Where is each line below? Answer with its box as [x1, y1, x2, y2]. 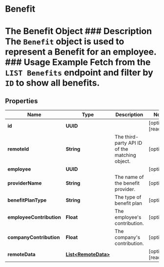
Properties [5, 96, 38, 105]
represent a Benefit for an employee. [5, 46, 157, 57]
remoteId [7, 146, 29, 153]
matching [114, 152, 137, 159]
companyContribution [7, 234, 60, 241]
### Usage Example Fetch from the [5, 57, 151, 68]
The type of [114, 194, 142, 201]
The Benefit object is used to [5, 36, 124, 47]
